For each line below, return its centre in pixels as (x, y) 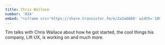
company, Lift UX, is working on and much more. (55, 37)
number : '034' (20, 14)
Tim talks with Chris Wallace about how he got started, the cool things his (79, 32)
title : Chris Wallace (27, 9)
